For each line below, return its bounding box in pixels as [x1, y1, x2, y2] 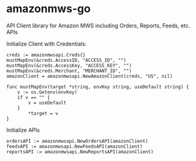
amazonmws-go [6, 2, 91, 16]
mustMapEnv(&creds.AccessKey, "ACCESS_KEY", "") [6, 63, 132, 69]
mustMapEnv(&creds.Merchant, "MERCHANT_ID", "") [6, 67, 132, 74]
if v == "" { [17, 94, 51, 100]
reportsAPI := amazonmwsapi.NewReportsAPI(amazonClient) [6, 148, 154, 155]
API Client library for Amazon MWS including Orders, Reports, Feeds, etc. [6, 22, 191, 29]
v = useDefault [28, 100, 67, 106]
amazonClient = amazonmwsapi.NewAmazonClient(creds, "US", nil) [6, 73, 173, 79]
